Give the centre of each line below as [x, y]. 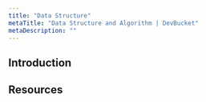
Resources [36, 90]
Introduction [40, 63]
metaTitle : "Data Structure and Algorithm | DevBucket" [103, 23]
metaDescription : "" [43, 30]
